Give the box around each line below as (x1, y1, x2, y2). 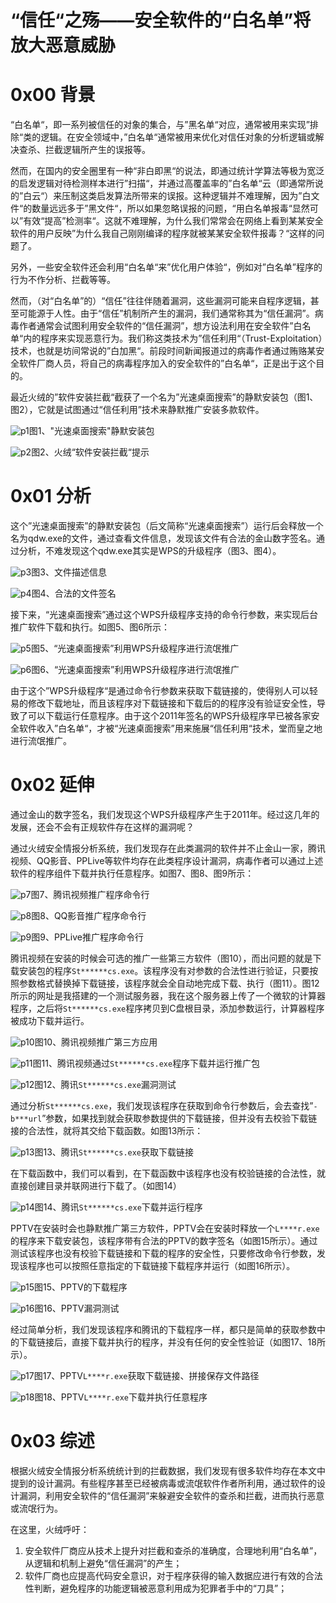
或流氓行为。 (10, 1502, 63, 1514)
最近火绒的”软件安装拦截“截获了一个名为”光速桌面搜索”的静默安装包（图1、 (10, 391, 319, 403)
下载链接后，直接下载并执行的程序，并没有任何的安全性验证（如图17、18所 (18, 1336, 326, 1348)
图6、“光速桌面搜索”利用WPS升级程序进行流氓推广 (31, 664, 240, 676)
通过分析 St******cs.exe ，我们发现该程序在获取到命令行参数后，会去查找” (10, 1100, 314, 1111)
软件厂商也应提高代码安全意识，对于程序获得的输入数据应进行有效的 (24, 1569, 306, 1581)
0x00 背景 (10, 84, 96, 106)
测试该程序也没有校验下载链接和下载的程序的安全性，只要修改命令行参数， (10, 1247, 317, 1259)
